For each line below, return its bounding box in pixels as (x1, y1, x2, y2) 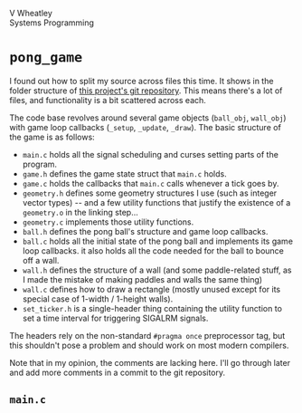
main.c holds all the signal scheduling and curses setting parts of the (22, 149, 278, 159)
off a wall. (22, 255, 60, 265)
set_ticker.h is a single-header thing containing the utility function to (22, 303, 283, 313)
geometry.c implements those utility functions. (22, 216, 194, 227)
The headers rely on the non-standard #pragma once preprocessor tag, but (9, 330, 286, 341)
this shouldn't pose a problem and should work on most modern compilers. (9, 340, 289, 351)
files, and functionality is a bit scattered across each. (9, 94, 206, 105)
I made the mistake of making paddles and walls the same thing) (22, 274, 263, 284)
